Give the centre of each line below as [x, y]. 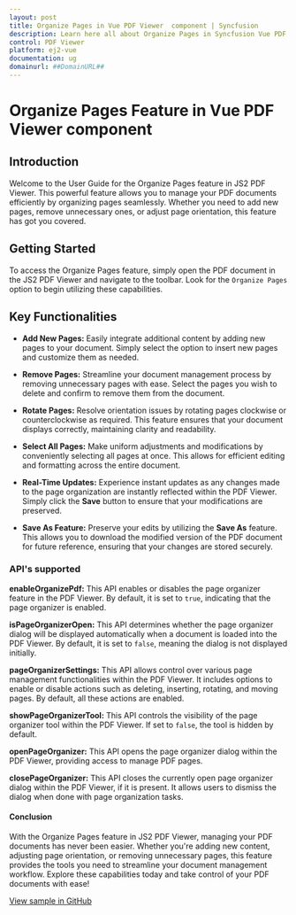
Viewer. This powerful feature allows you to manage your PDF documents [143, 192]
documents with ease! [49, 884]
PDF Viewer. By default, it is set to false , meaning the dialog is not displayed [148, 643]
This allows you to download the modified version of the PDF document [152, 537]
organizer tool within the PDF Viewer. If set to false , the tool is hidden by [141, 725]
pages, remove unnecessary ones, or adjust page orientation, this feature [143, 211]
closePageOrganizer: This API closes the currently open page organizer [141, 778]
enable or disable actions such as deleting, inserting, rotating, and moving [144, 688]
